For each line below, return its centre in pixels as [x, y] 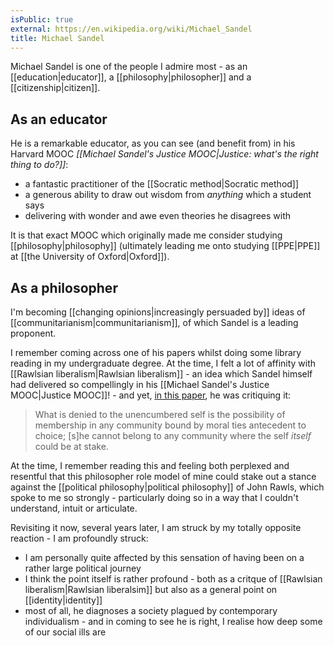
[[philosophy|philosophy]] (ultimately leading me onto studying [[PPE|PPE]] [165, 246]
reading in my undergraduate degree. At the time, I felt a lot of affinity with [163, 363]
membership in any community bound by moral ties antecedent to [170, 425]
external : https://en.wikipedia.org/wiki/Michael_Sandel [131, 29]
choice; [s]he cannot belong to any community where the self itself [173, 435]
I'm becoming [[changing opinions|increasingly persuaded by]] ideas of [158, 312]
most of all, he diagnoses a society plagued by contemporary [151, 610]
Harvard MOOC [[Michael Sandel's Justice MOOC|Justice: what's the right [164, 154]
